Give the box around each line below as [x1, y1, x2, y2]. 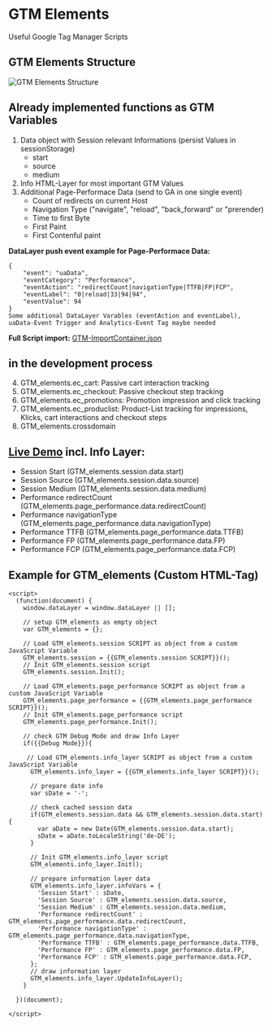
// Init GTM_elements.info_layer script [29, 853, 169, 862]
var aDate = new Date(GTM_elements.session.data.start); [37, 825, 234, 833]
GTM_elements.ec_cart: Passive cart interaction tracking [19, 378, 209, 388]
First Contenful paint [32, 230, 101, 240]
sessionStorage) [19, 143, 76, 153]
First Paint [32, 221, 67, 231]
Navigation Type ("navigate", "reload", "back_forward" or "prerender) [32, 204, 264, 214]
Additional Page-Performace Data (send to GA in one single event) [19, 186, 243, 196]
